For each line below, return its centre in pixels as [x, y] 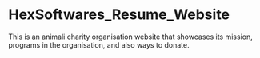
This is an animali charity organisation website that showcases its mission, [131, 37]
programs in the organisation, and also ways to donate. [99, 44]
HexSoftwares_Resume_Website [119, 15]
